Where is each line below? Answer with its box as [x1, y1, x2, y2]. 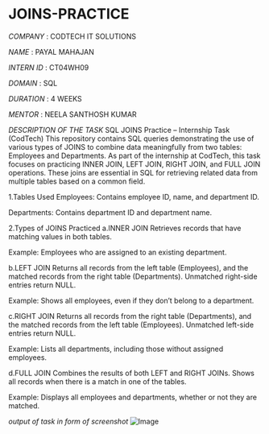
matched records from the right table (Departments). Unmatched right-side [8, 271, 258, 281]
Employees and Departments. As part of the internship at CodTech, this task [8, 151, 261, 160]
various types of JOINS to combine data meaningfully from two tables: [8, 142, 242, 151]
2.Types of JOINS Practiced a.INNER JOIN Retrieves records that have [8, 223, 242, 233]
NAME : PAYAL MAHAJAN [8, 47, 95, 56]
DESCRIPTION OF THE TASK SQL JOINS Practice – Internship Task [8, 125, 230, 134]
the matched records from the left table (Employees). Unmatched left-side [8, 320, 255, 329]
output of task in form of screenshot [8, 416, 129, 426]
